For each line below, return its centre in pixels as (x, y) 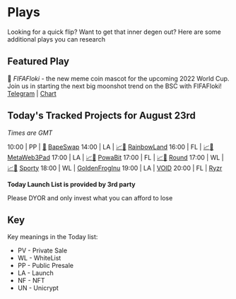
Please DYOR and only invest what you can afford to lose (90, 197)
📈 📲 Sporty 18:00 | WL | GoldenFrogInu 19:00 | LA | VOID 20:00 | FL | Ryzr (115, 168)
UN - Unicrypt (38, 288)
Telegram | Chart (32, 93)
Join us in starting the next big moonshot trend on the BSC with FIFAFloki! (115, 86)
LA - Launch (36, 273)
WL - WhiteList (39, 258)
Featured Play (38, 62)
